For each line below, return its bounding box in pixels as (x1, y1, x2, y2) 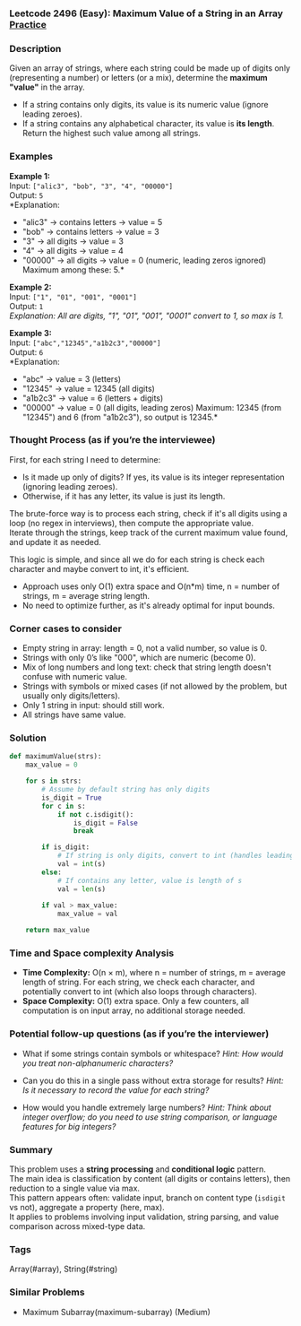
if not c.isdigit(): (56, 810, 134, 819)
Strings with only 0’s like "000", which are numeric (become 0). (21, 653, 256, 663)
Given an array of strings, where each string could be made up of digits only (9, 63, 291, 74)
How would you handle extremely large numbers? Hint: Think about (21, 1102, 271, 1113)
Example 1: (9, 170, 51, 181)
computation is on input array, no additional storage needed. (21, 1005, 246, 1016)
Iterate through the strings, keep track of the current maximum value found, (9, 527, 288, 538)
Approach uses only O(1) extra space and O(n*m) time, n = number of (21, 581, 280, 592)
